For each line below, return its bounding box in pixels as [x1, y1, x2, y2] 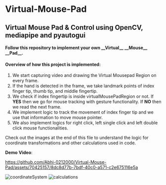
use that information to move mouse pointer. [12, 115, 103, 121]
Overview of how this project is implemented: [5, 61, 101, 67]
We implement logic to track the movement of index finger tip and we [12, 109, 154, 115]
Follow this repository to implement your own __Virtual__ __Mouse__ [5, 45, 148, 51]
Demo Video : [5, 150, 33, 156]
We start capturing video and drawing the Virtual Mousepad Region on [12, 72, 157, 78]
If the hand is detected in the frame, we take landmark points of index [12, 83, 155, 89]
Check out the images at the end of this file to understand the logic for [5, 135, 149, 141]
